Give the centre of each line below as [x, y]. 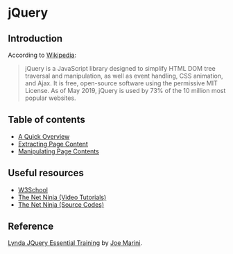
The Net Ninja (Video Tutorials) [62, 197]
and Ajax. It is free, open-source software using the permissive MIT [121, 83]
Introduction [35, 39]
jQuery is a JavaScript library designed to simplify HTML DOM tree [120, 68]
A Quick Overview [44, 136]
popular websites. [50, 98]
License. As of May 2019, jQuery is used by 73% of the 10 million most [125, 91]
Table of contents [46, 120]
